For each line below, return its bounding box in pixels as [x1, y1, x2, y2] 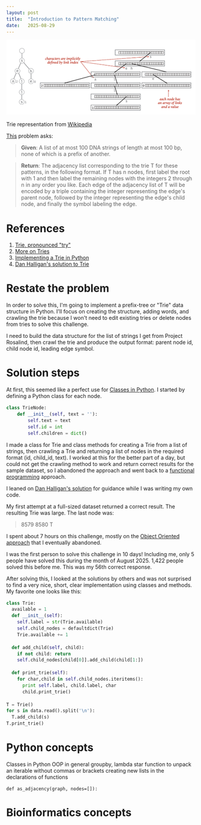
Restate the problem [6, 281, 110, 295]
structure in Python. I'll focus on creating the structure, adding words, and [6, 308, 189, 315]
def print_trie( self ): [11, 670, 68, 676]
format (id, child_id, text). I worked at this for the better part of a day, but [6, 454, 185, 461]
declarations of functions [6, 773, 68, 781]
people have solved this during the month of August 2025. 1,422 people [6, 557, 184, 564]
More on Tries [14, 248, 50, 255]
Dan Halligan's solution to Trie [14, 260, 89, 268]
